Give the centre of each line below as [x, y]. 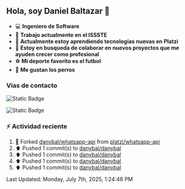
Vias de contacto [32, 85]
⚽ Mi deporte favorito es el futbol [58, 61]
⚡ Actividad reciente [37, 127]
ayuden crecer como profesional [57, 54]
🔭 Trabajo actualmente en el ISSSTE [61, 35]
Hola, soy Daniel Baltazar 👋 [58, 11]
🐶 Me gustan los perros [45, 70]
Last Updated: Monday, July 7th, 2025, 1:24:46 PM [70, 179]
